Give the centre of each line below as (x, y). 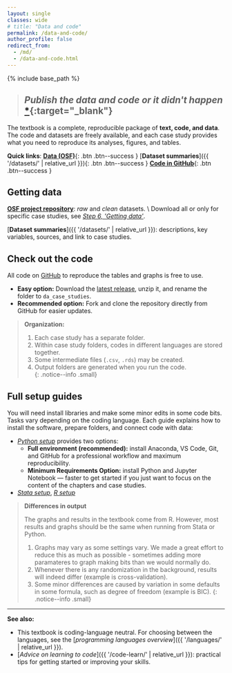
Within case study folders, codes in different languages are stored (128, 345)
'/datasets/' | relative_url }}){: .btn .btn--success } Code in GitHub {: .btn (109, 163)
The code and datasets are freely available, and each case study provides (112, 135)
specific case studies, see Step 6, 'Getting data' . (76, 216)
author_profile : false (40, 39)
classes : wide (28, 20)
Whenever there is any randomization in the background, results (126, 569)
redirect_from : (29, 46)
